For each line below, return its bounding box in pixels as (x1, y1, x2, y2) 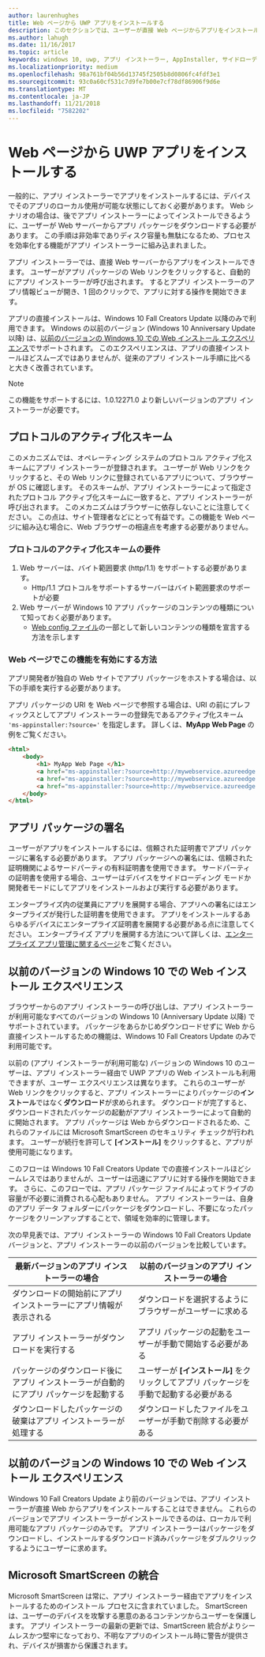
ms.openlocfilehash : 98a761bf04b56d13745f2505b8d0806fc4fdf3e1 (8, 70, 221, 78)
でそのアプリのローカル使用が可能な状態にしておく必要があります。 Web (8, 201, 245, 210)
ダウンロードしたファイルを (137, 1403, 241, 1414)
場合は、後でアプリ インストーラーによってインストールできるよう (35, 210, 251, 220)
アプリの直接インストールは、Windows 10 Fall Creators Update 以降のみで (8, 313, 250, 323)
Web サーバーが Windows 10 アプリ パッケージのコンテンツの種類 (19, 602, 234, 613)
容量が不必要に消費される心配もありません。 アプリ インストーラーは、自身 (8, 1193, 254, 1202)
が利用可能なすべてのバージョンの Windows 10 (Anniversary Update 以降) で (8, 1011, 256, 1021)
